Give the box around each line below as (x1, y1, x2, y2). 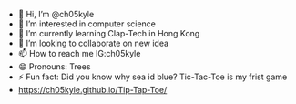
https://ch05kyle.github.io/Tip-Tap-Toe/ (17, 85, 168, 95)
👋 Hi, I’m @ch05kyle (17, 9, 95, 19)
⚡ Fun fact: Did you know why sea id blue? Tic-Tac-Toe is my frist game (17, 71, 288, 82)
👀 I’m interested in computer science (17, 18, 157, 29)
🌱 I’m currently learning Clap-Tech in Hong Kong (17, 28, 200, 38)
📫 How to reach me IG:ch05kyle (17, 48, 141, 58)
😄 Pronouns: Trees (17, 61, 91, 72)
